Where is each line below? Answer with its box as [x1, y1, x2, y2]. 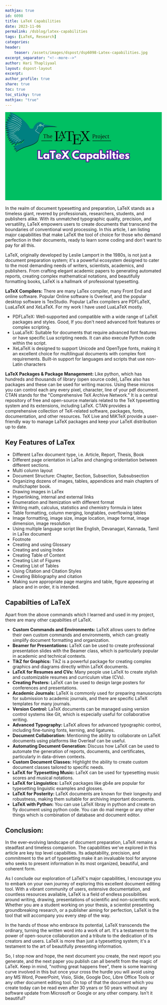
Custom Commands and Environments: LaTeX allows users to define [12, 626, 156, 632]
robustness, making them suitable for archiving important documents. [12, 796, 156, 802]
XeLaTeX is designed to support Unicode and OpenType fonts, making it [12, 345, 160, 351]
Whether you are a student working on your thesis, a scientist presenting [5, 902, 154, 908]
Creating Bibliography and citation [12, 573, 83, 579]
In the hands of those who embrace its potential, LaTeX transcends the [5, 922, 150, 928]
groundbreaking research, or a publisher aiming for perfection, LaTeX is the [5, 907, 160, 913]
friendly [5, 419, 21, 425]
